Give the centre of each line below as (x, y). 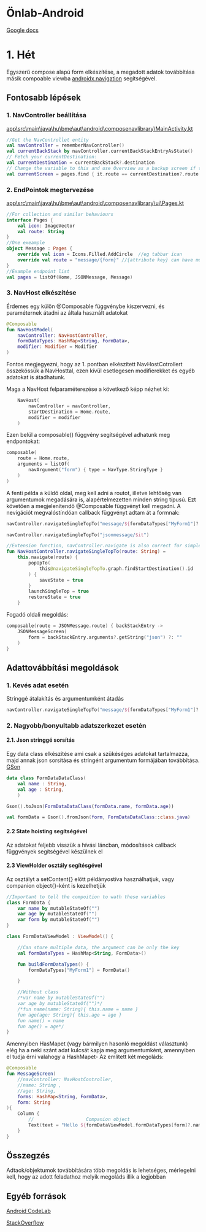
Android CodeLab (29, 1211)
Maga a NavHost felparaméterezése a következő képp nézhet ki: (88, 389)
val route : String (41, 231)
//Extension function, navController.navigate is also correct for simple (104, 546)
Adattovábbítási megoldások (63, 668)
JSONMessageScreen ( (42, 631)
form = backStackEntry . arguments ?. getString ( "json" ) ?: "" (105, 637)
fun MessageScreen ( (31, 1074)
